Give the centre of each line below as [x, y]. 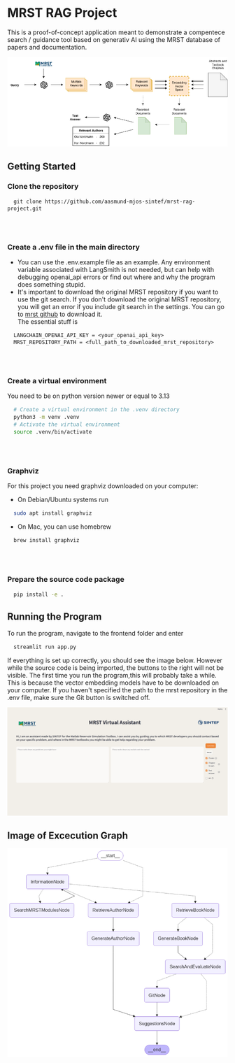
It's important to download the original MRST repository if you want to [118, 292]
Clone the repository [43, 186]
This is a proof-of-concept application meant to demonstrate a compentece [116, 32]
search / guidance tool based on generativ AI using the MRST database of [114, 39]
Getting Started [42, 166]
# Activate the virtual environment [67, 425]
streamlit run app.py [45, 647]
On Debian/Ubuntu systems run [63, 500]
